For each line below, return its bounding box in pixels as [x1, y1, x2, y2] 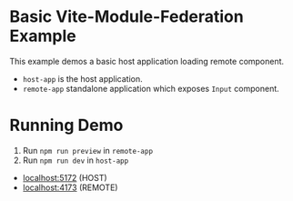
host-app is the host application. [22, 73, 143, 84]
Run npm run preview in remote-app [22, 145, 153, 156]
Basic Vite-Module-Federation [9, 6, 244, 27]
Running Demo [9, 116, 124, 136]
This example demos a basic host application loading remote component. [9, 55, 285, 66]
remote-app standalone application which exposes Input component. [22, 83, 279, 94]
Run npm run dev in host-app [22, 155, 129, 166]
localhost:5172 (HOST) [22, 172, 107, 183]
